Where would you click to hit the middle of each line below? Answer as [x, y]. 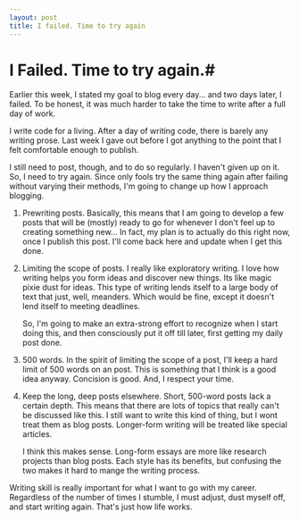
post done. [42, 343]
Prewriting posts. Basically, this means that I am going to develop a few [153, 213]
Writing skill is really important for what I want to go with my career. [133, 488]
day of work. [33, 113]
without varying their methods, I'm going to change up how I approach [139, 186]
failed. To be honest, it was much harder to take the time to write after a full [147, 105]
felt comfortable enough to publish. [74, 150]
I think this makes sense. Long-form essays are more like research [144, 451]
